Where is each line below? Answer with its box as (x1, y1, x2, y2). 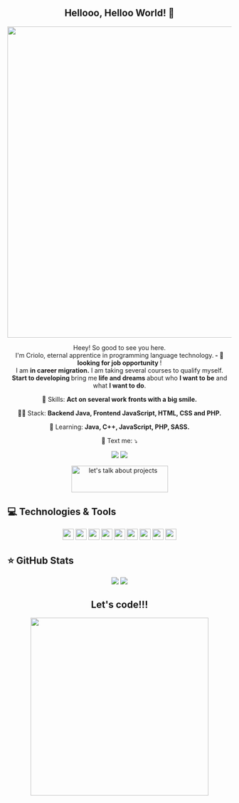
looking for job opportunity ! (77, 358, 162, 367)
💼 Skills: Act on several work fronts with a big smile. (41, 395, 198, 403)
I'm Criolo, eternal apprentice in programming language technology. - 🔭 (15, 351, 224, 359)
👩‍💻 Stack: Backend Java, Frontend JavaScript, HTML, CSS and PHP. (17, 408, 222, 417)
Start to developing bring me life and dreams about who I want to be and (11, 373, 228, 382)
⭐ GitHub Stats (7, 555, 74, 567)
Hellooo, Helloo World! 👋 (64, 7, 175, 19)
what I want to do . (92, 381, 147, 390)
